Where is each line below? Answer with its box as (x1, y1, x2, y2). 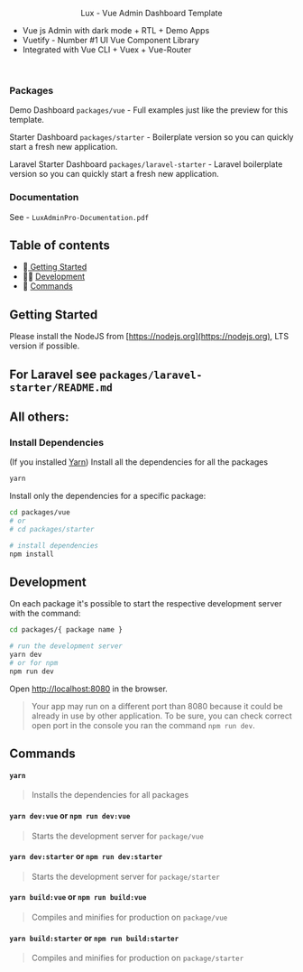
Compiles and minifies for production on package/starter (31, 952, 244, 964)
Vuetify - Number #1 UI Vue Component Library (22, 35, 200, 45)
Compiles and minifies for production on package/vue (31, 912, 228, 922)
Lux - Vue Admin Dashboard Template (80, 8, 223, 18)
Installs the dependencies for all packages (31, 790, 189, 801)
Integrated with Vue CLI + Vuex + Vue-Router (22, 44, 192, 55)
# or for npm (9, 658, 59, 667)
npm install (9, 550, 54, 559)
